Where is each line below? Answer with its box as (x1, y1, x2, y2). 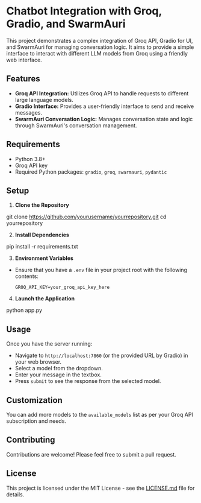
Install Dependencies (14, 231, 69, 239)
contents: (14, 273, 39, 280)
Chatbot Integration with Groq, (6, 4, 162, 18)
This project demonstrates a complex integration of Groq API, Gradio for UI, (6, 37, 193, 44)
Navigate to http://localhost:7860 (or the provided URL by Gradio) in (14, 352, 188, 359)
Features (6, 74, 40, 84)
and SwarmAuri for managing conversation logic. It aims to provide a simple (6, 43, 194, 51)
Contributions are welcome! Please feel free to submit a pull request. (6, 451, 176, 458)
